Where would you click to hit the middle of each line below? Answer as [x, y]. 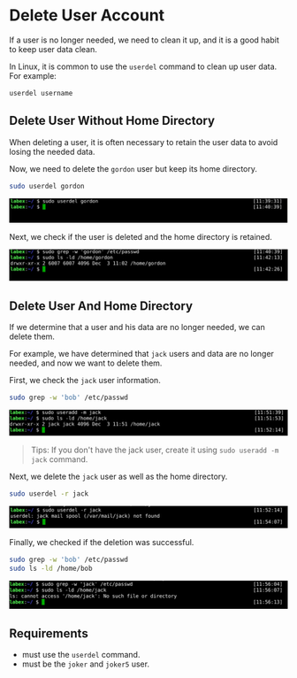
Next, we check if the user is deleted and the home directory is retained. [141, 237]
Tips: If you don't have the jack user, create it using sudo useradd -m [155, 450]
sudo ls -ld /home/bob [51, 569]
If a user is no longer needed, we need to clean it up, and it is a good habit [145, 40]
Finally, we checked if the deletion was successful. [102, 542]
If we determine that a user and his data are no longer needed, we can [137, 327]
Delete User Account [87, 15]
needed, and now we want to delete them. [86, 363]
